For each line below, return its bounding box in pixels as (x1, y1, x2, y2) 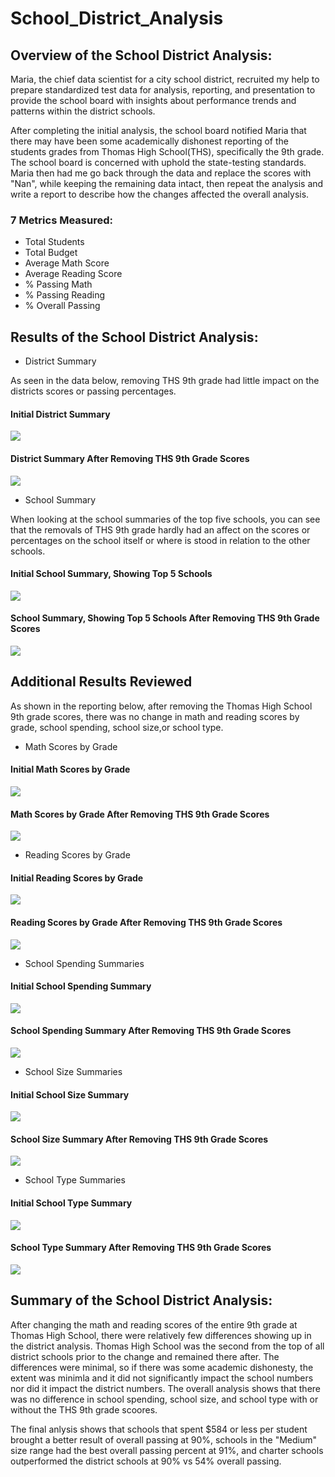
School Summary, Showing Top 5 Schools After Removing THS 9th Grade (10, 612, 320, 624)
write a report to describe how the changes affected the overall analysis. (10, 188, 310, 200)
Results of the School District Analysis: (10, 328, 259, 346)
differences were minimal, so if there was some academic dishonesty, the (10, 1361, 314, 1373)
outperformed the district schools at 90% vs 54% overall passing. (10, 1455, 282, 1467)
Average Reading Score (24, 268, 123, 280)
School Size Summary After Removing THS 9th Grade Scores (10, 1133, 269, 1145)
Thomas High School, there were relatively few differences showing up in (10, 1329, 312, 1341)
